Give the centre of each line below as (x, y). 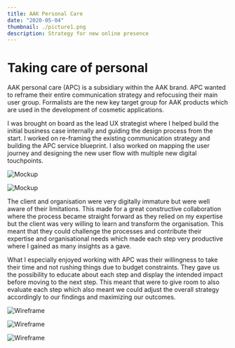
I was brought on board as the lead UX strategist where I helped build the (113, 123)
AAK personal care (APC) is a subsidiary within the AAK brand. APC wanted (117, 88)
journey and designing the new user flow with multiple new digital (102, 153)
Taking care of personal (78, 68)
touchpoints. (25, 161)
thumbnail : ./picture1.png (47, 27)
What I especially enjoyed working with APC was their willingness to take (113, 260)
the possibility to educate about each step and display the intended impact (115, 275)
